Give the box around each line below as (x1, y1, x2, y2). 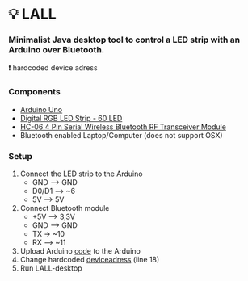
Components (8, 86, 61, 98)
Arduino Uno (19, 104, 63, 114)
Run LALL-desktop (19, 263, 82, 273)
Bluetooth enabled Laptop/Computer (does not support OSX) (19, 130, 224, 140)
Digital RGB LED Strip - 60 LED (19, 113, 123, 123)
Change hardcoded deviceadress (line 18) (19, 255, 160, 265)
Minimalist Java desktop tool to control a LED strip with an (8, 34, 241, 45)
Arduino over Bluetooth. (8, 44, 105, 56)
